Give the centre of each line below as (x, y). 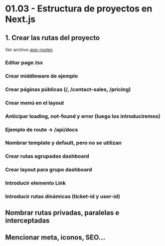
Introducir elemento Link (36, 183)
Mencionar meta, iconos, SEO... (55, 237)
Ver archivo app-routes (29, 50)
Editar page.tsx (24, 62)
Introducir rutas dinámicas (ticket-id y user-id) (63, 197)
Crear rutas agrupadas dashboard (47, 156)
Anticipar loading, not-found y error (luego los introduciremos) (83, 116)
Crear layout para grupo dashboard (49, 170)
